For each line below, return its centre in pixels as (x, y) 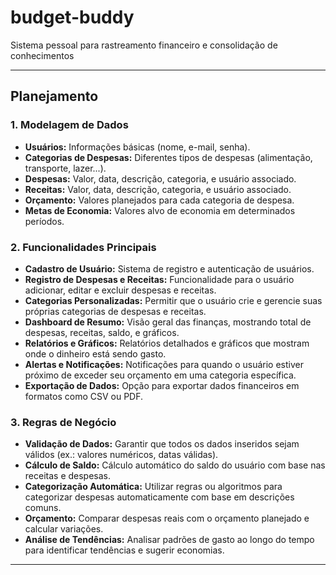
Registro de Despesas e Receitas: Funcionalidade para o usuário (159, 279)
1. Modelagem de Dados (69, 125)
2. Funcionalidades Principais (83, 247)
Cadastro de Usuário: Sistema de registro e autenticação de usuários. (169, 268)
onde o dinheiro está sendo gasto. (95, 353)
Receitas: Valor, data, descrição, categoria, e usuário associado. (158, 189)
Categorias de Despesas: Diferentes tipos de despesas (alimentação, (168, 157)
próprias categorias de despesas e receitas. (115, 311)
